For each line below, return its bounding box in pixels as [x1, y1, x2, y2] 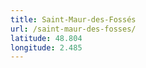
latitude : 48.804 [10, 33, 83, 43]
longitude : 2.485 [10, 42, 83, 53]
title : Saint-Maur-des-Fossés [10, 14, 137, 25]
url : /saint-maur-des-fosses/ [10, 24, 137, 34]
